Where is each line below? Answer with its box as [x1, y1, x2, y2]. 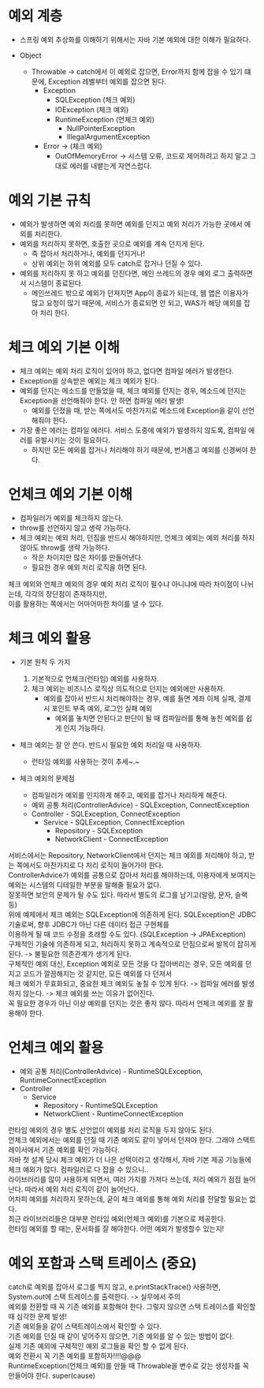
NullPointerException [66, 123, 136, 133]
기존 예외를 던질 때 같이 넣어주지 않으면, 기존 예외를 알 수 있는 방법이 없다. [8, 1331, 235, 1341]
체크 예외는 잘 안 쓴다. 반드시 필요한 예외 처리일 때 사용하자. [19, 739, 203, 750]
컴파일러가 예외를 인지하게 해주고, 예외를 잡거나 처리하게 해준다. [31, 790, 227, 799]
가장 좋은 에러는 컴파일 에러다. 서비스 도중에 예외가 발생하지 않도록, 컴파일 [19, 425, 247, 435]
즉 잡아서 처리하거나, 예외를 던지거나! [31, 249, 146, 258]
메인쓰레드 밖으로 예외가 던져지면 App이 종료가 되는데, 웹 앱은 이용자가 [31, 288, 249, 297]
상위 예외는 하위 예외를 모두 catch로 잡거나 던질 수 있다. [31, 258, 203, 268]
